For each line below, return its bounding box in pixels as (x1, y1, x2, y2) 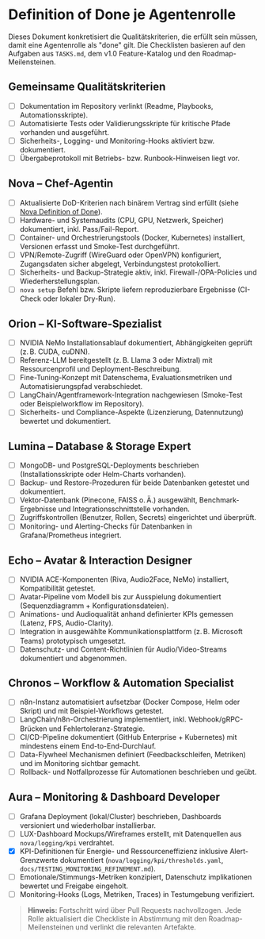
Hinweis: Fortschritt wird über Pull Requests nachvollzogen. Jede (27, 905, 242, 914)
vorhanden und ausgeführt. (19, 127, 109, 137)
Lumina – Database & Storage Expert (8, 439, 191, 453)
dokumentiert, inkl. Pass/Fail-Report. (19, 224, 139, 233)
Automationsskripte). (19, 110, 89, 120)
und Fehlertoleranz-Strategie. (48, 724, 145, 733)
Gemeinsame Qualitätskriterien (8, 80, 166, 94)
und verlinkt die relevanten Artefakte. (74, 922, 196, 932)
